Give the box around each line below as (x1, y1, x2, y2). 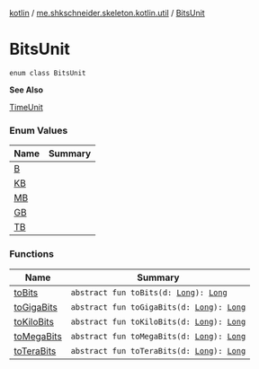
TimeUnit (9, 101, 43, 112)
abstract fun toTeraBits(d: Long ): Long (70, 346, 246, 356)
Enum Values (9, 124, 68, 136)
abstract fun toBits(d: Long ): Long (70, 287, 228, 297)
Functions (9, 248, 54, 260)
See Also (9, 84, 43, 95)
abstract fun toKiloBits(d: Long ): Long (70, 316, 246, 327)
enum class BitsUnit (9, 68, 87, 77)
